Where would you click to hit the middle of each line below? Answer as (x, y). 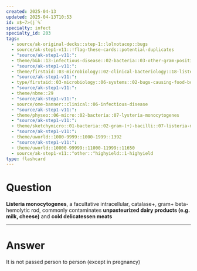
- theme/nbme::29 (33, 93)
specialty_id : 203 (28, 33)
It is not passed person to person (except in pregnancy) (73, 262)
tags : (13, 39)
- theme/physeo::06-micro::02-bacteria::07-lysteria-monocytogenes (96, 115)
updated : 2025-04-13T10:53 (39, 17)
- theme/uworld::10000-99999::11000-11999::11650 (73, 148)
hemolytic (18, 210)
